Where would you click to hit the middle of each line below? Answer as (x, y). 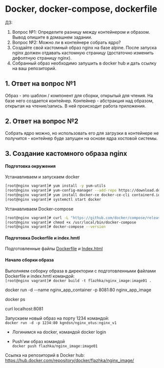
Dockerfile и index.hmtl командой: (40, 276)
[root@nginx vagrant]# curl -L (37, 218)
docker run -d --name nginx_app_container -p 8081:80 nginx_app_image (78, 290)
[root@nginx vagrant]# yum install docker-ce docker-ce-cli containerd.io (83, 195)
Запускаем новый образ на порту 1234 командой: (57, 318)
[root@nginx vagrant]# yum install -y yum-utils (55, 186)
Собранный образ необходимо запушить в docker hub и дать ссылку (84, 63)
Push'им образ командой (38, 341)
